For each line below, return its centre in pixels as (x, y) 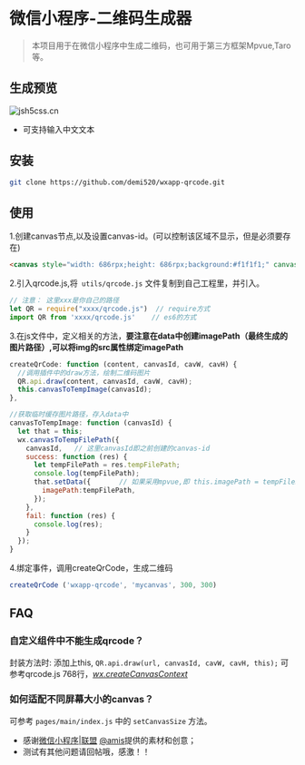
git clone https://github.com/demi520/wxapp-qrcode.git (117, 182)
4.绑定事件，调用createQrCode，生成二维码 (91, 568)
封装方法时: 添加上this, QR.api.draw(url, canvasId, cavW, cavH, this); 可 (149, 662)
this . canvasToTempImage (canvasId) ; (85, 390)
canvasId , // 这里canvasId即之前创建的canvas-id (118, 448)
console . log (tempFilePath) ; (87, 474)
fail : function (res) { (71, 515)
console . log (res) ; (68, 524)
